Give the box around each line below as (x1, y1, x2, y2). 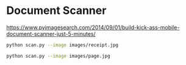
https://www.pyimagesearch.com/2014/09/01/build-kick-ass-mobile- (6, 24, 180, 31)
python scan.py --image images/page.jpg (6, 53, 111, 59)
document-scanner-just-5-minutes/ (6, 30, 96, 37)
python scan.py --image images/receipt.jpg (6, 42, 119, 48)
